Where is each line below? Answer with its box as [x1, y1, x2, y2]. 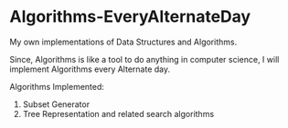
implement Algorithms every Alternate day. [9, 64, 171, 74]
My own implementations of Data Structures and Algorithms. [9, 36, 238, 47]
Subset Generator [22, 98, 90, 110]
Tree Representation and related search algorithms [22, 108, 215, 119]
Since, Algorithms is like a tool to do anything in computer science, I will [9, 54, 280, 64]
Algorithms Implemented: [9, 81, 105, 92]
